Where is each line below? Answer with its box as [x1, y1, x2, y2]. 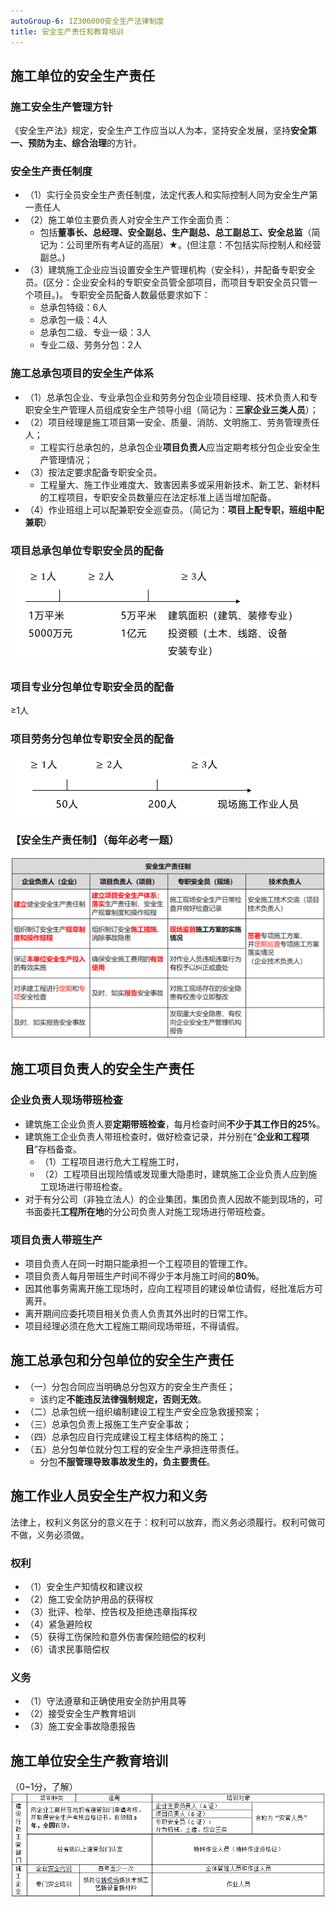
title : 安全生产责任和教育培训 [10, 26, 124, 37]
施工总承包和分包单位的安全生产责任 [10, 1352, 234, 1369]
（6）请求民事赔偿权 [24, 1643, 110, 1655]
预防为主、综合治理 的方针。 [27, 137, 142, 149]
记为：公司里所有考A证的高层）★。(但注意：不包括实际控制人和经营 [39, 239, 322, 251]
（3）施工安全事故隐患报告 [24, 1720, 137, 1732]
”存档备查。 [33, 1143, 82, 1155]
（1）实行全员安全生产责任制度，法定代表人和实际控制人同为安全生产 [24, 189, 310, 201]
